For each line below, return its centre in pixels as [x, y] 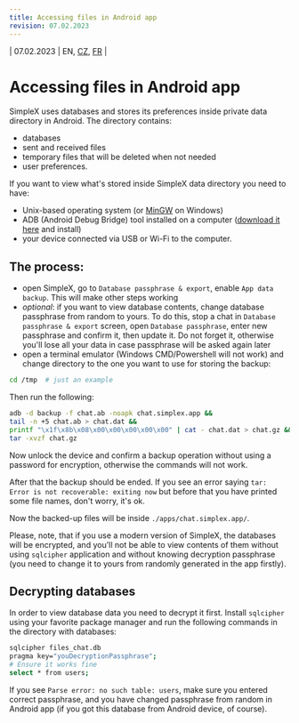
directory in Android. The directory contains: [90, 121]
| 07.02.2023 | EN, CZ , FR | [58, 51]
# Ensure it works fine [53, 665]
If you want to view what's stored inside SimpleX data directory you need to [148, 184]
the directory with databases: [63, 631]
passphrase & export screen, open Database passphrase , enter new [145, 326]
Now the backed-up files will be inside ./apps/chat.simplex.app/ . [129, 518]
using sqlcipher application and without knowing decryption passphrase [142, 554]
